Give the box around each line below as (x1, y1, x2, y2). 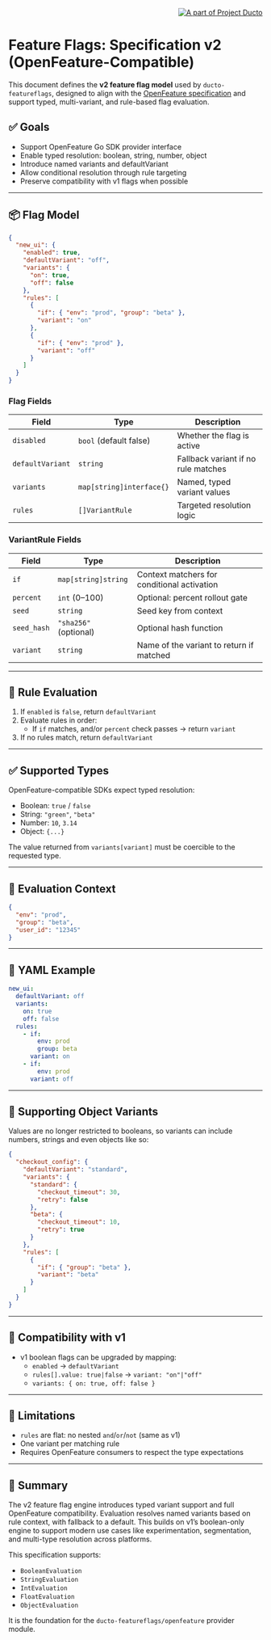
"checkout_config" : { (15, 1158, 89, 1166)
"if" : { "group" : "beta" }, (37, 1263, 131, 1271)
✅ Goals (8, 120, 50, 134)
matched (136, 649, 171, 660)
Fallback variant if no (177, 453, 256, 465)
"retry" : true (37, 1225, 85, 1234)
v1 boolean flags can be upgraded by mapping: (19, 1352, 177, 1362)
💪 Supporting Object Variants (8, 1105, 159, 1119)
